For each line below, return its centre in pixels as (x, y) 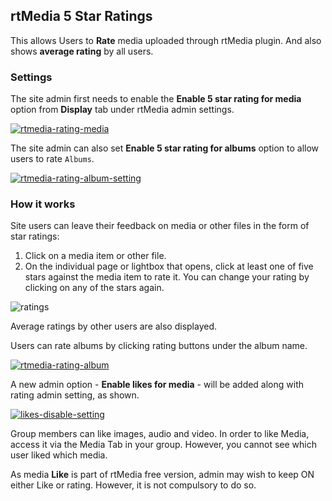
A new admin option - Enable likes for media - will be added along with (157, 385)
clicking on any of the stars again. (94, 288)
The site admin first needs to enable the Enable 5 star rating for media (156, 99)
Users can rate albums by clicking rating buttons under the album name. (159, 346)
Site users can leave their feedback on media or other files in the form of (160, 226)
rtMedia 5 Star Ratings (81, 16)
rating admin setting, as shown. (75, 395)
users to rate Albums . (52, 159)
